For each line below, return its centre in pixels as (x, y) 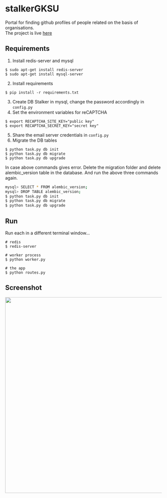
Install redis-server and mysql (43, 61)
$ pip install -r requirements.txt (42, 93)
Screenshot (24, 288)
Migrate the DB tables (35, 140)
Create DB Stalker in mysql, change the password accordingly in (78, 101)
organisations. (20, 27)
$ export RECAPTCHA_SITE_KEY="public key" (50, 121)
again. (12, 178)
